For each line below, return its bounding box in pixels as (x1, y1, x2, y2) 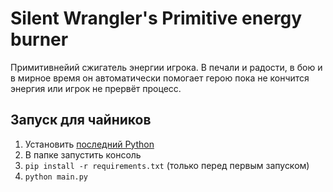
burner (10, 28, 69, 51)
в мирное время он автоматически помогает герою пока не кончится (10, 72, 310, 84)
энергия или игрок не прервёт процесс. (10, 82, 182, 94)
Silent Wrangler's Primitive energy (10, 7, 303, 30)
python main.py (24, 172, 89, 182)
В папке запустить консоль (24, 148, 142, 161)
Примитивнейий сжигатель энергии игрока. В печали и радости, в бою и (10, 61, 323, 73)
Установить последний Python (24, 138, 155, 150)
